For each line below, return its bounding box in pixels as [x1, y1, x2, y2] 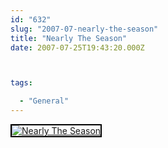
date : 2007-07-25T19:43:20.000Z [10, 42, 145, 53]
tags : [10, 78, 33, 88]
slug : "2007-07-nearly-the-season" [10, 24, 159, 34]
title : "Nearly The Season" [10, 33, 128, 43]
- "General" [19, 96, 70, 106]
